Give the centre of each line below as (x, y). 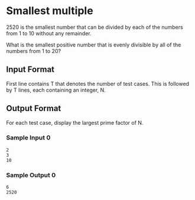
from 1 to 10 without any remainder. (49, 33)
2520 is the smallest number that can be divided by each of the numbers (95, 27)
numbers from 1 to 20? (33, 51)
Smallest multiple (50, 11)
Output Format (34, 109)
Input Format (30, 70)
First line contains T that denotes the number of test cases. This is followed (98, 84)
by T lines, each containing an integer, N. (56, 90)
